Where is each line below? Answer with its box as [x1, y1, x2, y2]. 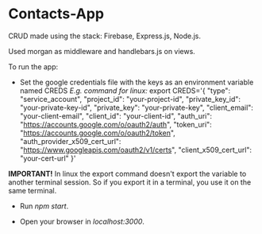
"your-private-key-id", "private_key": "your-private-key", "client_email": [19, 103, 254, 112]
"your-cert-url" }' [19, 153, 76, 163]
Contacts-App [8, 5, 105, 23]
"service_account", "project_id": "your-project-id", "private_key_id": [19, 94, 241, 103]
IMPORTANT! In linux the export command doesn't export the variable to [8, 169, 247, 178]
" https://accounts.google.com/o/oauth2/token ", [19, 128, 176, 138]
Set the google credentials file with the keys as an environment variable [19, 77, 254, 87]
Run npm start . [19, 201, 69, 211]
